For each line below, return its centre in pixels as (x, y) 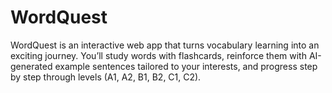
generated (31, 66)
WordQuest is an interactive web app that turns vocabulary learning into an (165, 45)
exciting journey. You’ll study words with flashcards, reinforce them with (158, 55)
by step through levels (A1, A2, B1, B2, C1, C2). (106, 77)
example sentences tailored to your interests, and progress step (186, 66)
